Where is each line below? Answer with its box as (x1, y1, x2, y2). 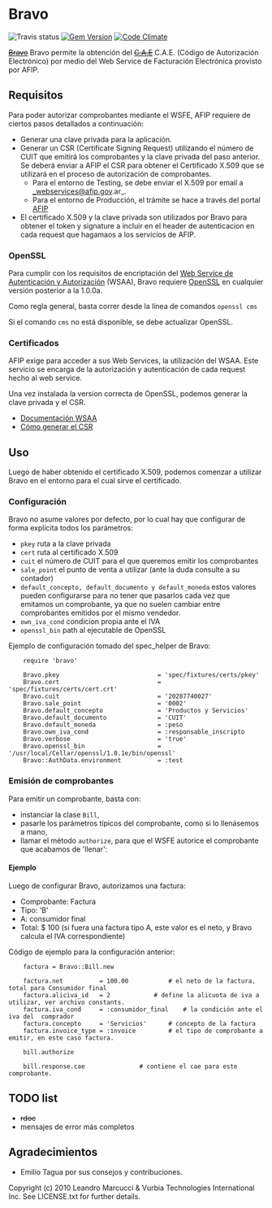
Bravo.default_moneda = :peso (23, 721, 183, 729)
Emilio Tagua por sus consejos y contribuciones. (19, 1167, 183, 1176)
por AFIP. (8, 64, 40, 74)
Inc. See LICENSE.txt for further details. (8, 1191, 140, 1201)
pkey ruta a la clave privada (19, 539, 111, 549)
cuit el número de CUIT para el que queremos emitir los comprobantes (19, 556, 259, 566)
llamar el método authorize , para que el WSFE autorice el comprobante (19, 835, 259, 845)
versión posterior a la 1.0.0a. (8, 286, 103, 295)
